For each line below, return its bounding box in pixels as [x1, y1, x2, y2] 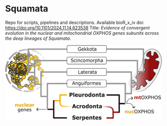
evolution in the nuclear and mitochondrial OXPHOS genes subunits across [5, 30, 159, 36]
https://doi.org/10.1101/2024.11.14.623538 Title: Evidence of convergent [5, 24, 150, 30]
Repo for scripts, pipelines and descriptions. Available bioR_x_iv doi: [5, 19, 145, 25]
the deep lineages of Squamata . [5, 35, 71, 41]
